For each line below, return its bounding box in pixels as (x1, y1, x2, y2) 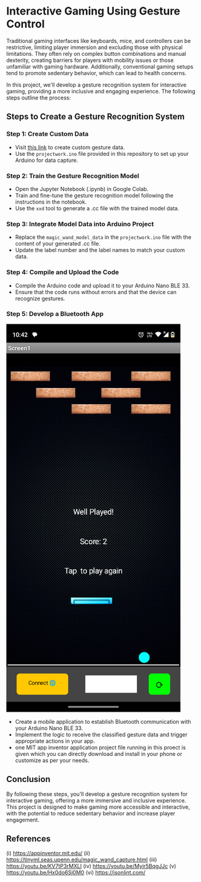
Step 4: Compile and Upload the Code (6, 268, 119, 276)
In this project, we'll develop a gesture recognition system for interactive (6, 81, 186, 89)
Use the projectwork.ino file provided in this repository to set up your (15, 150, 189, 157)
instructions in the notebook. (15, 198, 87, 205)
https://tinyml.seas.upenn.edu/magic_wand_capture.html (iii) (6, 856, 157, 863)
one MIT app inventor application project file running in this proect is (15, 744, 186, 751)
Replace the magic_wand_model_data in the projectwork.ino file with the (15, 233, 192, 241)
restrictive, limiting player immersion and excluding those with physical (6, 44, 183, 51)
